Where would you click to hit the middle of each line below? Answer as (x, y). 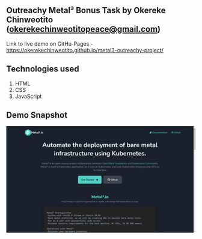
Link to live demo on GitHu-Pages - (50, 44)
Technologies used (43, 69)
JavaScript (28, 96)
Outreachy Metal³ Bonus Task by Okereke (86, 11)
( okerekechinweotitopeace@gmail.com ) (84, 29)
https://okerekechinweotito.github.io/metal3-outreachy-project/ (85, 50)
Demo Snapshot (37, 115)
